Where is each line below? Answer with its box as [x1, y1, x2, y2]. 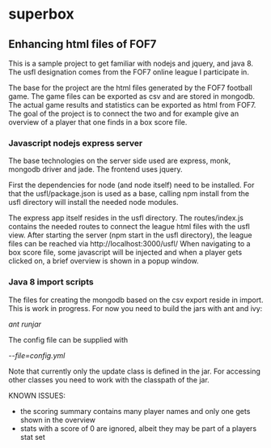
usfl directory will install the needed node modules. [8, 198, 179, 207]
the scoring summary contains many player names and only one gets [19, 406, 251, 416]
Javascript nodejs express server [8, 137, 143, 148]
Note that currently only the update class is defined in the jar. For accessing [8, 366, 260, 376]
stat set [19, 432, 46, 442]
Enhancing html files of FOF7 [8, 37, 157, 51]
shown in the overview [19, 415, 95, 425]
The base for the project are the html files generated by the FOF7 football [8, 83, 252, 92]
